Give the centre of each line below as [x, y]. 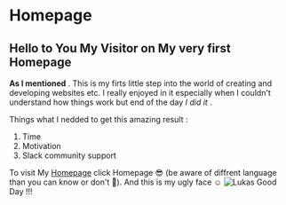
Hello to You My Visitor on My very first [120, 48]
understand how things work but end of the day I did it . [111, 102]
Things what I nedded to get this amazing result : [99, 119]
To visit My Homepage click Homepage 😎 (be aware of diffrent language [143, 173]
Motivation [42, 146]
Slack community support [69, 155]
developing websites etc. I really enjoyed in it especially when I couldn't [140, 93]
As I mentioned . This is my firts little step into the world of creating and [141, 83]
